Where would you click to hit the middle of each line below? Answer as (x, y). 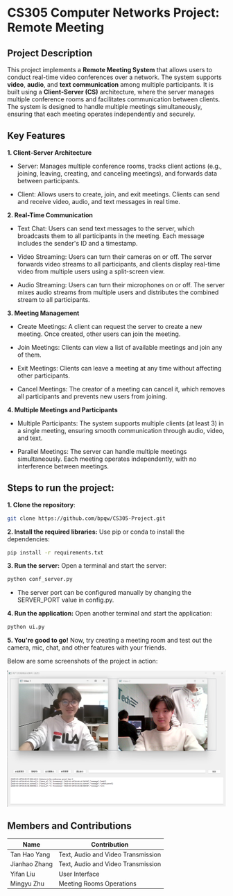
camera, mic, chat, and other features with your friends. (87, 648)
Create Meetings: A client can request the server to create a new (110, 326)
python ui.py (26, 627)
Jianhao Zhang (32, 864)
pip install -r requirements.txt (55, 552)
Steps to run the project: (61, 488)
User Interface (79, 874)
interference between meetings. (63, 466)
